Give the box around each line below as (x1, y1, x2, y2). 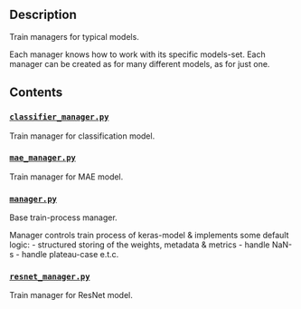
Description (9, 7, 77, 23)
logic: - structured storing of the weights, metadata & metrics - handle (9, 239, 270, 250)
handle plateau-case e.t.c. (21, 249, 119, 260)
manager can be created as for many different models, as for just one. (9, 58, 270, 69)
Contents (9, 85, 63, 101)
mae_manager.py (9, 153, 77, 163)
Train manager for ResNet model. (9, 290, 133, 301)
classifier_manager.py (9, 112, 109, 122)
